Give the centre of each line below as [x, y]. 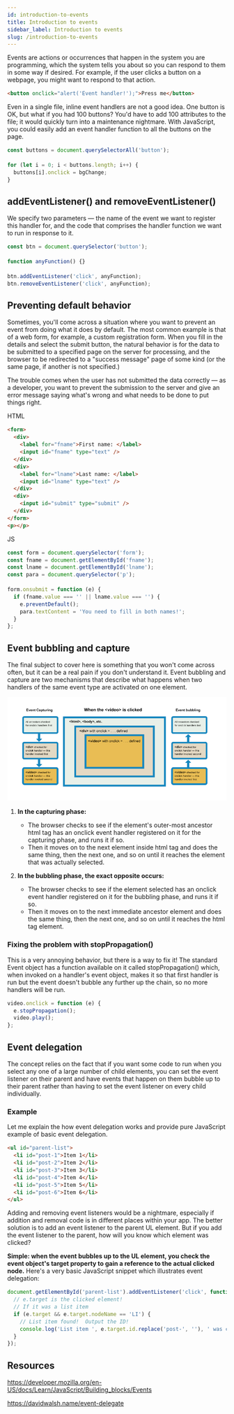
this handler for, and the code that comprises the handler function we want [115, 226]
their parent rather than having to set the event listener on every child [107, 1086]
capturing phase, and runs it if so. [76, 840]
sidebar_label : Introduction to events [65, 29]
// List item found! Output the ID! [75, 1321]
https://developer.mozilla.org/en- [55, 1383]
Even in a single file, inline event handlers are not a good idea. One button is [116, 107]
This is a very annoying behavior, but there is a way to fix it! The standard [112, 960]
